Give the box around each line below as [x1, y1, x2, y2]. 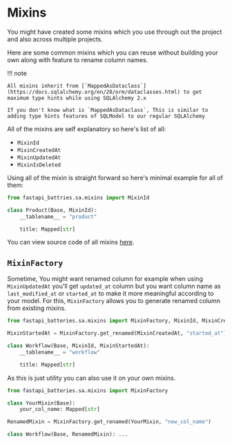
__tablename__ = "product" [19, 213, 97, 220]
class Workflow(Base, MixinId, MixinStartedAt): [7, 342, 150, 349]
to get [183, 88, 202, 95]
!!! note [7, 69, 28, 77]
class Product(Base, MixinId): [7, 206, 97, 213]
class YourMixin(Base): [7, 399, 76, 407]
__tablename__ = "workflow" [19, 349, 100, 356]
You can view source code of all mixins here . [7, 238, 135, 247]
